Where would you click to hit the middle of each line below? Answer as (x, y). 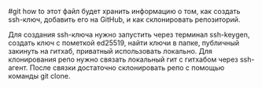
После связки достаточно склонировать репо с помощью (127, 68)
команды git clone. (39, 76)
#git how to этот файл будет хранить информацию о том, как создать (124, 11)
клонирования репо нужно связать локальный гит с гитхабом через (123, 59)
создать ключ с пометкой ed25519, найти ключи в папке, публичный (124, 43)
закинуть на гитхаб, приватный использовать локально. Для (110, 51)
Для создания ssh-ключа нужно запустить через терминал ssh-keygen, (129, 35)
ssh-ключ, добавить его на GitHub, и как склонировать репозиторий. (124, 19)
